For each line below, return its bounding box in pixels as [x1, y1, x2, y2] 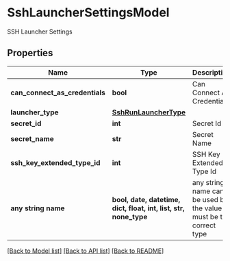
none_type [112, 212, 148, 221]
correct [192, 221, 216, 230]
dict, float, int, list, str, [112, 203, 185, 213]
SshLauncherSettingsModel [7, 5, 170, 21]
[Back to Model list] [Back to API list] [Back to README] [7, 247, 164, 255]
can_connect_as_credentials [10, 88, 106, 97]
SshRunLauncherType [112, 108, 186, 117]
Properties [7, 47, 53, 59]
